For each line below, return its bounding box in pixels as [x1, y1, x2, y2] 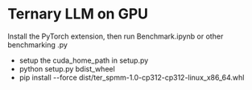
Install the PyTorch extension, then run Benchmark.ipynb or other [7, 31, 224, 41]
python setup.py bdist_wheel [19, 63, 116, 73]
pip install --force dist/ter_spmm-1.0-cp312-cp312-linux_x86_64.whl [19, 72, 245, 82]
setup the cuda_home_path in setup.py [19, 55, 149, 65]
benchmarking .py [7, 39, 68, 49]
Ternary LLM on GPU [7, 5, 149, 23]
